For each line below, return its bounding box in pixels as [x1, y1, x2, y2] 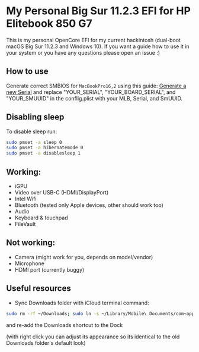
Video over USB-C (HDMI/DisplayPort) [14, 189, 109, 196]
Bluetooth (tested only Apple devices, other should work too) [14, 202, 164, 209]
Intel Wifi [14, 195, 37, 202]
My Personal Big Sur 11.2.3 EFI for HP [6, 4, 191, 18]
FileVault [14, 221, 36, 227]
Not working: [6, 238, 56, 248]
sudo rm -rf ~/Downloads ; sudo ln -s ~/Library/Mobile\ [6, 310, 147, 316]
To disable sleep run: [6, 128, 57, 135]
